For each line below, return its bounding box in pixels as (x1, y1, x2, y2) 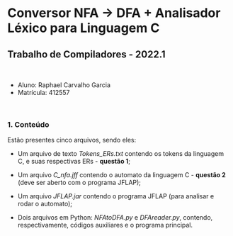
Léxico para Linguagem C (7, 20, 160, 36)
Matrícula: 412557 (17, 89, 70, 96)
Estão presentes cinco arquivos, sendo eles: (7, 136, 137, 145)
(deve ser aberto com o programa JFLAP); (17, 179, 142, 187)
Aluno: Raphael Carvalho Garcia (17, 81, 111, 89)
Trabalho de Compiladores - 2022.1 (7, 48, 166, 60)
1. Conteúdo (7, 119, 50, 129)
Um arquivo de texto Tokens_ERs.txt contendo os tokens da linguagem (17, 150, 225, 158)
